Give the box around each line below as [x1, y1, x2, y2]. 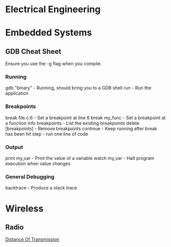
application [5, 90, 29, 96]
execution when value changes [5, 160, 71, 167]
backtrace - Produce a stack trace [5, 185, 77, 191]
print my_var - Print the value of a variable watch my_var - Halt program [5, 155, 154, 161]
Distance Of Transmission [5, 236, 60, 242]
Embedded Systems [5, 27, 92, 39]
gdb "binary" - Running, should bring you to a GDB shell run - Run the [5, 85, 152, 91]
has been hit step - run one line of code [5, 131, 88, 137]
